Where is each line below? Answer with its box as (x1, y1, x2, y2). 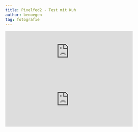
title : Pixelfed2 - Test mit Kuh (5, 7, 76, 13)
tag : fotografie (5, 17, 40, 22)
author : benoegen (5, 12, 42, 17)
